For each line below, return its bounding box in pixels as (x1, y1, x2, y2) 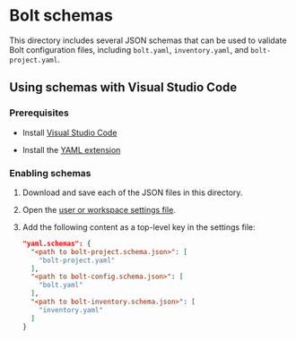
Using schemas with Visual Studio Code (9, 80, 238, 95)
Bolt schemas (9, 5, 114, 26)
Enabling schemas (9, 166, 91, 179)
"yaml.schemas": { (22, 239, 91, 248)
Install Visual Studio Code (22, 127, 118, 138)
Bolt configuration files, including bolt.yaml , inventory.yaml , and (9, 44, 249, 55)
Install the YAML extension (22, 144, 121, 155)
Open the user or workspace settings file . (22, 204, 177, 215)
